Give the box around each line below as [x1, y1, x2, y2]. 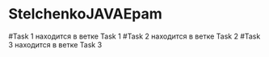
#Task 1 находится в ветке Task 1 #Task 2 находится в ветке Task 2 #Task [8, 31, 261, 41]
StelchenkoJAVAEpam [8, 5, 163, 23]
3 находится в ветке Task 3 [8, 39, 103, 49]
